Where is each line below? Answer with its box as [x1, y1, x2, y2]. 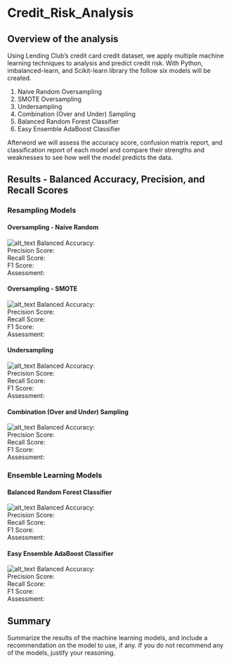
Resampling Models [7, 206, 77, 215]
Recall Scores [7, 185, 69, 197]
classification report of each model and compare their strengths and [7, 146, 205, 154]
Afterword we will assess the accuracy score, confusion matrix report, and [7, 138, 223, 147]
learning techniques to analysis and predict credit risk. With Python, [7, 59, 204, 67]
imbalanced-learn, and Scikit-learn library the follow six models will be [7, 67, 211, 74]
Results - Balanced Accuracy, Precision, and [7, 173, 206, 185]
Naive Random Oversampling [17, 88, 102, 95]
